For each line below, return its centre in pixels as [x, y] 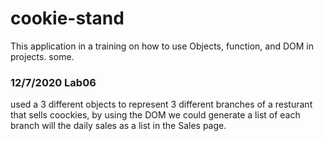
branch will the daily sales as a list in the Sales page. [118, 126]
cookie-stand [67, 18]
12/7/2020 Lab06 [53, 82]
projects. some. [42, 56]
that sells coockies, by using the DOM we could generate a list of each [155, 115]
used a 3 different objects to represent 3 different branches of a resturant [161, 104]
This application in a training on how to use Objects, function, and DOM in [162, 46]
